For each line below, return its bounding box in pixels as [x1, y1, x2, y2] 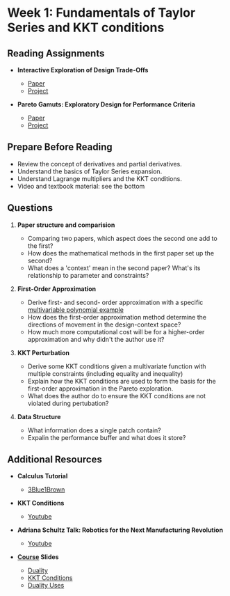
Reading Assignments [7, 47, 105, 59]
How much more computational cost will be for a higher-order [27, 327, 205, 336]
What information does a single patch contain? [27, 426, 161, 434]
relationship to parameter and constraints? [27, 271, 149, 279]
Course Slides [17, 553, 59, 561]
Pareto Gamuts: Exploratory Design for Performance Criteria [17, 100, 196, 109]
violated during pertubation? [27, 399, 109, 407]
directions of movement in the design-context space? [27, 320, 181, 329]
